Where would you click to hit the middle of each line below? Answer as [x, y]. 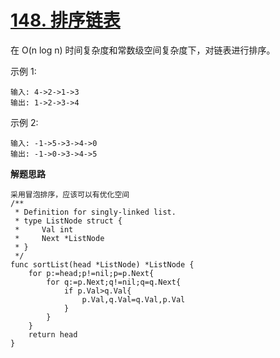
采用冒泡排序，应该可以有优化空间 [70, 194]
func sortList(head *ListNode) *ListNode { [102, 264]
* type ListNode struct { [68, 221]
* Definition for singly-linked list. [95, 212]
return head [53, 334]
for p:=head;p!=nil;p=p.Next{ [91, 273]
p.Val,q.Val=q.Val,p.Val [133, 299]
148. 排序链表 [65, 20]
